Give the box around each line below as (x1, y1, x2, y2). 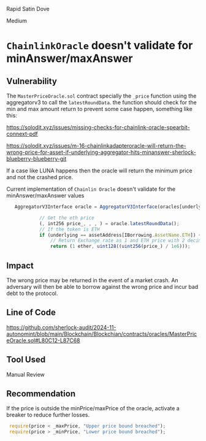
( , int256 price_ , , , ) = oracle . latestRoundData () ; (39, 220, 180, 226)
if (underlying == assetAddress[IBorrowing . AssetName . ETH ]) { (39, 232, 202, 238)
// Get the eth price (39, 215, 95, 221)
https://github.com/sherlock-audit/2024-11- (6, 323, 116, 331)
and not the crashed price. (6, 174, 74, 180)
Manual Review (6, 370, 45, 378)
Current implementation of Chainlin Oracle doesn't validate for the (6, 185, 176, 193)
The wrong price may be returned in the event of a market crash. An (6, 276, 179, 284)
